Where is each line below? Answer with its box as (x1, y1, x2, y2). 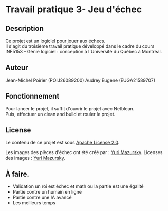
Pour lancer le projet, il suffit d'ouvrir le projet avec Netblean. (5, 105, 135, 111)
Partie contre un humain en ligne (12, 189, 82, 195)
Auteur (5, 63, 28, 72)
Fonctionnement (5, 92, 60, 101)
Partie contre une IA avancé (12, 194, 72, 201)
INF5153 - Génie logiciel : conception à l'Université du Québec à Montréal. (5, 49, 162, 54)
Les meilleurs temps (12, 200, 55, 206)
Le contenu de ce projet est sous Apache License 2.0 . (5, 140, 120, 146)
